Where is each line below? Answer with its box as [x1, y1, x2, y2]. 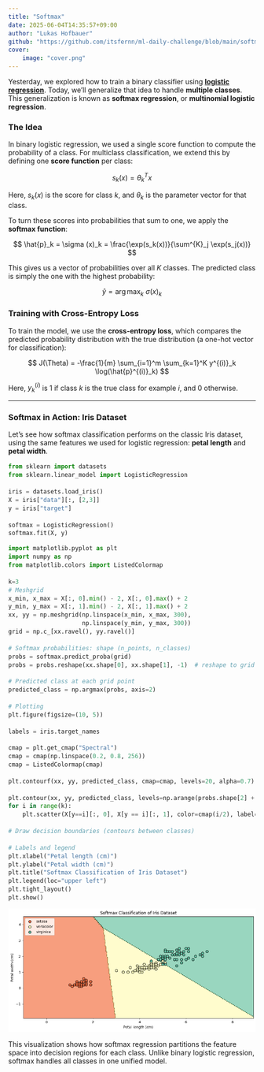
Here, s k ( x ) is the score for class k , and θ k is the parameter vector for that [8, 190, 247, 201]
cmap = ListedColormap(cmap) [8, 761, 104, 769]
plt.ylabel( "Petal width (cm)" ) [8, 860, 114, 869]
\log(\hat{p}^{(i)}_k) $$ [94, 367, 170, 376]
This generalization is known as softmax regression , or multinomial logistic [8, 94, 255, 102]
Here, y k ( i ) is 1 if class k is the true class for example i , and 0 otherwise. [8, 382, 238, 394]
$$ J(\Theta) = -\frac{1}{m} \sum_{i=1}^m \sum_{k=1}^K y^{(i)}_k [27, 358, 236, 367]
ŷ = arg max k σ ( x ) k [101, 286, 163, 298]
